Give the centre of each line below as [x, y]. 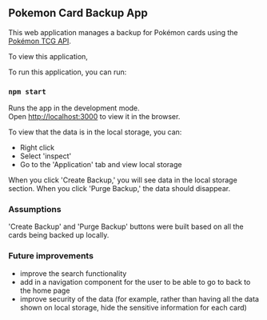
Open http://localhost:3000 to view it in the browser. [94, 117]
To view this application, [48, 56]
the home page [45, 290]
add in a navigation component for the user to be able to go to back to [135, 282]
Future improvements [51, 256]
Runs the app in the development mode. [74, 108]
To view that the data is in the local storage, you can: [95, 132]
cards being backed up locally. [59, 235]
